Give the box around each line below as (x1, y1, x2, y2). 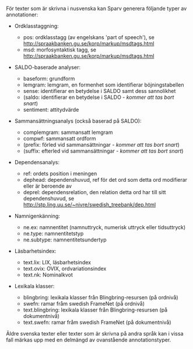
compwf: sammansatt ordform (23, 135, 96, 142)
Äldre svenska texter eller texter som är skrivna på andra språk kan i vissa (6, 330, 184, 337)
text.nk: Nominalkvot (23, 271, 73, 278)
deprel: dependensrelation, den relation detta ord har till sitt (23, 189, 166, 195)
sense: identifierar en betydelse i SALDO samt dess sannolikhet (23, 88, 176, 94)
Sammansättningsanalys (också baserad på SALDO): (14, 118, 142, 125)
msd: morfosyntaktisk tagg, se (23, 46, 97, 53)
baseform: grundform (23, 75, 75, 82)
